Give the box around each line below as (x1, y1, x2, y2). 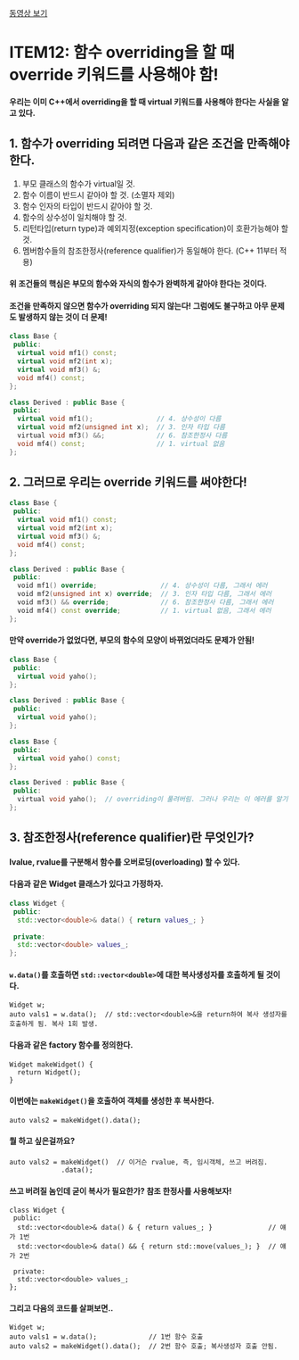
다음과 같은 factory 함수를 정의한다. (9, 1040, 133, 1050)
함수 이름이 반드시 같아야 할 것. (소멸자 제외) (21, 189, 175, 200)
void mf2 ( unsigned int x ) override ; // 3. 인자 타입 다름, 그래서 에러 (17, 590, 272, 599)
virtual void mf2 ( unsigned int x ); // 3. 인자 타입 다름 (17, 423, 225, 432)
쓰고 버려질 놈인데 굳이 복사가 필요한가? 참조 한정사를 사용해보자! (9, 1185, 232, 1196)
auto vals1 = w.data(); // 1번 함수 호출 (9, 1332, 204, 1341)
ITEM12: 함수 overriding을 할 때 (9, 43, 235, 62)
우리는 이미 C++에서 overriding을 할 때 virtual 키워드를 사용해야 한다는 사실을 (9, 96, 280, 107)
